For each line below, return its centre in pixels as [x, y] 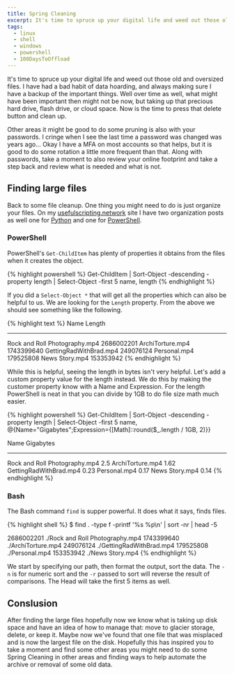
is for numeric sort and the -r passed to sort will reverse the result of [111, 574]
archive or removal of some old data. [60, 664]
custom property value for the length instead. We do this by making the [109, 379]
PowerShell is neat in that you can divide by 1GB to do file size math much [113, 394]
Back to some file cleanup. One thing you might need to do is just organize [114, 205]
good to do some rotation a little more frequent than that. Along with [105, 151]
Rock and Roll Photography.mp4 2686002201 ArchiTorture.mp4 [99, 343]
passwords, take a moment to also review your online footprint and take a [112, 159]
